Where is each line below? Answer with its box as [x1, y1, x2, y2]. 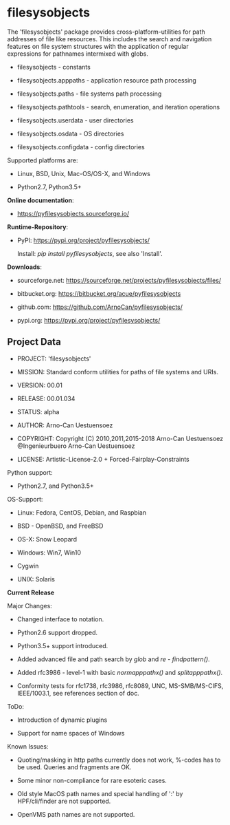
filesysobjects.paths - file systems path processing [16, 89, 162, 98]
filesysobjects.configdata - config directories [16, 142, 146, 151]
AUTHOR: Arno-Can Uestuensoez [16, 421, 113, 429]
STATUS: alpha [16, 407, 60, 416]
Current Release [7, 588, 55, 597]
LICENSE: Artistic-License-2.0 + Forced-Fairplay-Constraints [16, 455, 190, 463]
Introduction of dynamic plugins [16, 716, 108, 724]
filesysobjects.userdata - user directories [16, 116, 134, 125]
